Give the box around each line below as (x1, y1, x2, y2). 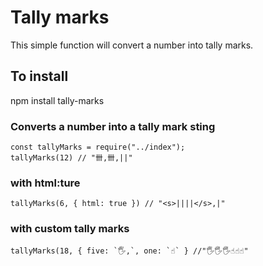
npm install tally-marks (10, 94, 105, 106)
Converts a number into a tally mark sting (10, 119, 216, 133)
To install (10, 68, 69, 85)
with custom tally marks (10, 222, 130, 236)
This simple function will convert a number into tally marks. (10, 39, 254, 51)
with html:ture (10, 176, 81, 190)
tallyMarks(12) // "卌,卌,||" (10, 153, 133, 163)
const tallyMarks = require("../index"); (10, 142, 186, 153)
